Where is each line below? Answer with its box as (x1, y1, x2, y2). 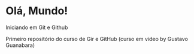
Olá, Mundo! (5, 4, 68, 18)
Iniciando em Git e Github (5, 24, 68, 31)
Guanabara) (5, 42, 35, 49)
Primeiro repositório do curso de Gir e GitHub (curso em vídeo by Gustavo (5, 35, 188, 42)
